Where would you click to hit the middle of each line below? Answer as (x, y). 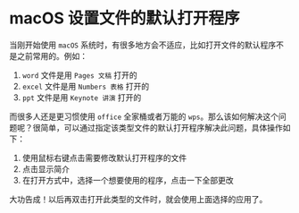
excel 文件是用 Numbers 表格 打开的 (86, 86)
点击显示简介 (46, 169)
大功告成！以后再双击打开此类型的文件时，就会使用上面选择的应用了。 (138, 199)
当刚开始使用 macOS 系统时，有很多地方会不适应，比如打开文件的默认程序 (143, 45)
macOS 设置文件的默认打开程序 (125, 18)
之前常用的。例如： (52, 55)
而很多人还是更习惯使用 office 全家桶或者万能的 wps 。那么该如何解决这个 (144, 116)
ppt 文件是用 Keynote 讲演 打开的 (82, 97)
